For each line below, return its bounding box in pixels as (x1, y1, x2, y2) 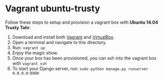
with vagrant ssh (12, 60, 47, 66)
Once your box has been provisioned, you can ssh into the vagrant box (12, 55, 157, 61)
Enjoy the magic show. (12, 50, 58, 56)
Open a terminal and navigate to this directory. (12, 39, 107, 45)
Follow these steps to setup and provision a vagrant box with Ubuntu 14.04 (5, 19, 159, 25)
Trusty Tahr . (5, 24, 31, 30)
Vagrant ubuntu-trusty (5, 3, 100, 14)
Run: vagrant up (12, 44, 45, 50)
